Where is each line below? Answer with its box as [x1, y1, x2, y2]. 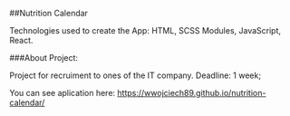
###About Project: [9, 53, 79, 63]
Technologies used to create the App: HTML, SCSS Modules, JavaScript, [9, 25, 282, 35]
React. [9, 35, 34, 45]
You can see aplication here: [9, 88, 116, 98]
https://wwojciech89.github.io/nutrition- [117, 88, 266, 98]
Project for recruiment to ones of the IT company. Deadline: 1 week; [9, 70, 261, 81]
